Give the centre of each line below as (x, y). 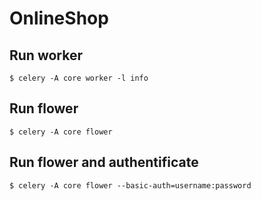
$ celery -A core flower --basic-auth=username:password (130, 185)
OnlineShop (59, 18)
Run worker (46, 55)
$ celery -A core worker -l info (79, 78)
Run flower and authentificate (104, 162)
